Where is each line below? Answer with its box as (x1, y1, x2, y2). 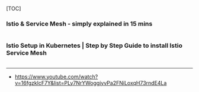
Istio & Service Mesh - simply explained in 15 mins (6, 19, 153, 28)
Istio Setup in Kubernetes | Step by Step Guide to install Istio (6, 41, 182, 50)
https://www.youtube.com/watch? (14, 73, 98, 80)
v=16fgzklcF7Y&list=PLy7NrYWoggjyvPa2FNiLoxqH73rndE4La (14, 79, 167, 86)
